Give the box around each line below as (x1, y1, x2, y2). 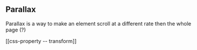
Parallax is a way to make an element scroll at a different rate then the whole (5, 20, 192, 27)
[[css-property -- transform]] (5, 37, 77, 44)
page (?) (5, 26, 26, 33)
